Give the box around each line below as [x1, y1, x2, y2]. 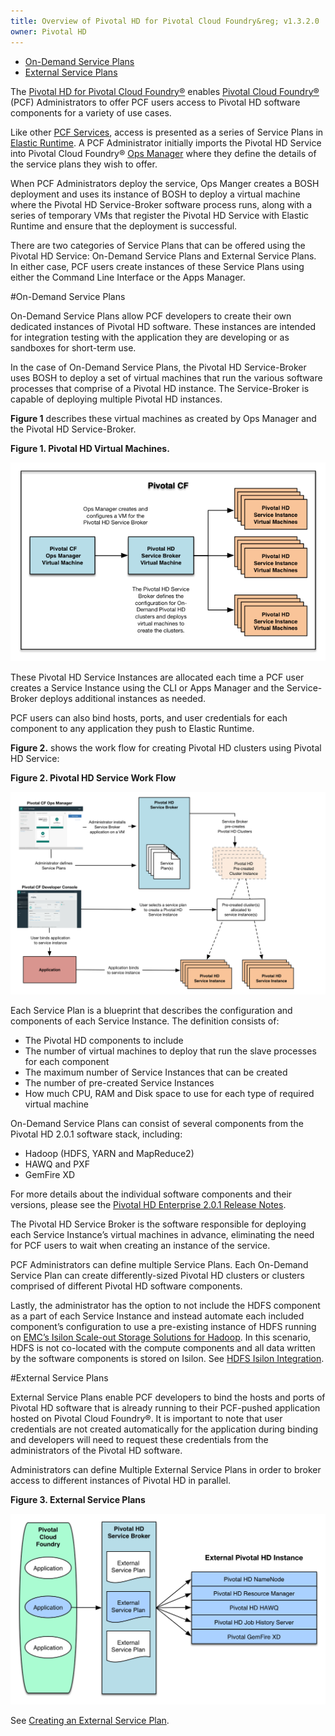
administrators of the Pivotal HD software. [10, 1445, 183, 1457]
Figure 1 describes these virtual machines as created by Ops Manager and [10, 412, 317, 424]
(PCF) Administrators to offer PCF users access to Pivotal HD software [10, 96, 301, 108]
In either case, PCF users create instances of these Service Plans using [10, 260, 305, 272]
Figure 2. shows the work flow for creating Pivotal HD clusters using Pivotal [10, 742, 322, 754]
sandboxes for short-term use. [10, 341, 137, 354]
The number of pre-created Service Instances [24, 1077, 215, 1089]
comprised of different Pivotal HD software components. [10, 1280, 243, 1292]
